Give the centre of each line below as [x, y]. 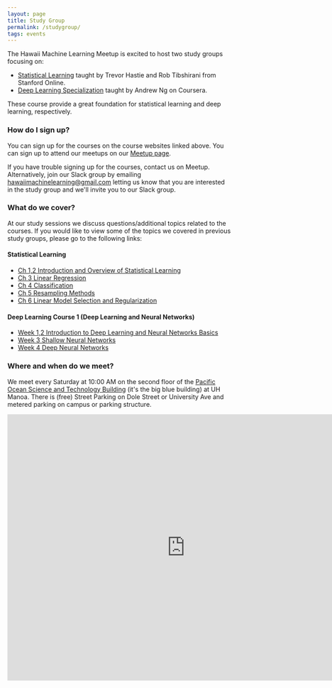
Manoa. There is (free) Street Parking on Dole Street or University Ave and [116, 397]
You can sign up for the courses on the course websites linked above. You [116, 146]
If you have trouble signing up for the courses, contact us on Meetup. [109, 167]
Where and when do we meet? [61, 366]
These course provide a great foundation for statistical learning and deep [114, 104]
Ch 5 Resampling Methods [56, 293]
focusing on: [26, 62]
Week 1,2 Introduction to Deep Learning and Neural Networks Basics [118, 333]
